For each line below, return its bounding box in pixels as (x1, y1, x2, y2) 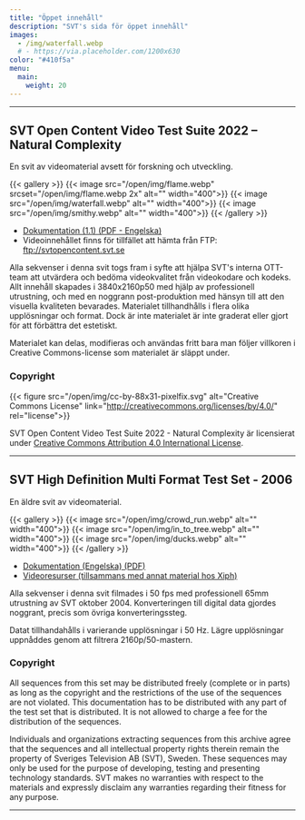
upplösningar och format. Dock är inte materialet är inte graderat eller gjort (9, 311, 289, 321)
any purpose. (9, 791, 59, 802)
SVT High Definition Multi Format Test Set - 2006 (9, 472, 293, 488)
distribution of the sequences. (9, 716, 123, 726)
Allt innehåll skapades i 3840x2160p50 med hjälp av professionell (9, 282, 255, 292)
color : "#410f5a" (9, 55, 75, 64)
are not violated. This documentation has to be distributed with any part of (9, 697, 288, 707)
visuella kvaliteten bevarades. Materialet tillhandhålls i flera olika (9, 301, 250, 311)
